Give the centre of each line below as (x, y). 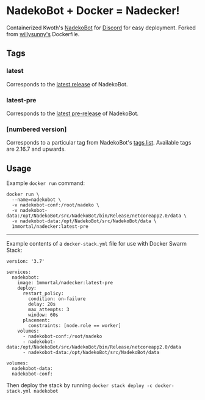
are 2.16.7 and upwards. (36, 149)
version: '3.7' (26, 262)
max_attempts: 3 (49, 310)
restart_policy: (43, 294)
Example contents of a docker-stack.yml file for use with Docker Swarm (97, 244)
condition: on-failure (57, 299)
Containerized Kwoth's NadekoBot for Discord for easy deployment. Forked (101, 28)
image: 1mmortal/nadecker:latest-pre (65, 283)
